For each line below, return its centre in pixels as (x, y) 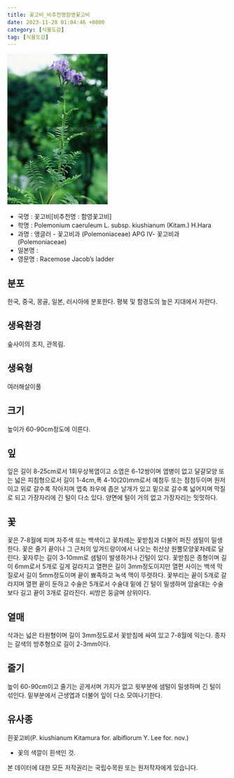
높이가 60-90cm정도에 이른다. (49, 429)
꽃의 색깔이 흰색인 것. (46, 752)
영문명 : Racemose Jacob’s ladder (66, 259)
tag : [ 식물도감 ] (28, 37)
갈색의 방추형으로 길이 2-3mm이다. (62, 644)
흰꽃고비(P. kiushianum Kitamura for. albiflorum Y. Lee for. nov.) (98, 737)
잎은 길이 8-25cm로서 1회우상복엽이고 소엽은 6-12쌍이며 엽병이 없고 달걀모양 (112, 471)
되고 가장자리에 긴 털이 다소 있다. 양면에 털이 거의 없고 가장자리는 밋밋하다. (116, 497)
